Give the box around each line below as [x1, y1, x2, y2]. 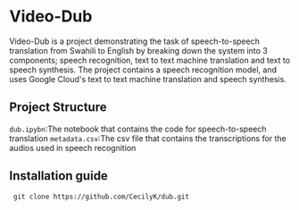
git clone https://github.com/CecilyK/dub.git [12, 192, 190, 201]
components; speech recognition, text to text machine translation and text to [9, 55, 291, 65]
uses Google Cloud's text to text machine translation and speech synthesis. [9, 73, 287, 84]
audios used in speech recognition [9, 142, 137, 153]
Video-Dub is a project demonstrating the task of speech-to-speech [9, 36, 261, 46]
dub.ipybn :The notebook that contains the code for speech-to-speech [9, 123, 267, 134]
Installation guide [9, 168, 109, 184]
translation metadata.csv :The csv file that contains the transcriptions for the [9, 132, 287, 144]
